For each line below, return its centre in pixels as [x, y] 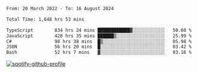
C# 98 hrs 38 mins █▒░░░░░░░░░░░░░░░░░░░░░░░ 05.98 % [99, 41]
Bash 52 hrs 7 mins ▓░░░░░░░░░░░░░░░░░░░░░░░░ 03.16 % [99, 53]
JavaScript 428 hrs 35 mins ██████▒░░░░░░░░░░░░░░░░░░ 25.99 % [99, 36]
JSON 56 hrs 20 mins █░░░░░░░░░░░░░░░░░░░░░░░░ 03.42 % [99, 47]
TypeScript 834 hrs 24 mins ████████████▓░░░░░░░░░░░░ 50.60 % [99, 30]
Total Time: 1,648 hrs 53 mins [45, 19]
